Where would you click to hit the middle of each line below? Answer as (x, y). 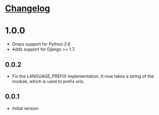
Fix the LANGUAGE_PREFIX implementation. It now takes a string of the (83, 76)
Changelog (28, 8)
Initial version (25, 108)
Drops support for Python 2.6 (41, 44)
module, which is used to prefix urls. (48, 81)
